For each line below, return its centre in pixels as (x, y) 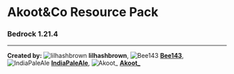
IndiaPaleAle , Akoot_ (96, 63)
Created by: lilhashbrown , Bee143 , (96, 56)
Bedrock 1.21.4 (33, 34)
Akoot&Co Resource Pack (83, 12)
